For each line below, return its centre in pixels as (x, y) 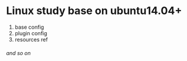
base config (29, 27)
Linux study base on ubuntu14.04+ (94, 11)
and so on (18, 53)
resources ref (31, 39)
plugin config (31, 33)
